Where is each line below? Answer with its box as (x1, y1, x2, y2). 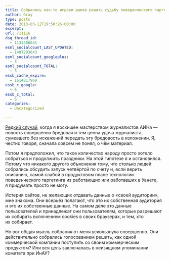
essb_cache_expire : (5, 73, 47, 78)
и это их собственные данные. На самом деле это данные (5, 203, 132, 208)
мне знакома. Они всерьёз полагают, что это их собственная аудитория (5, 197, 162, 203)
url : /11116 (5, 31, 30, 36)
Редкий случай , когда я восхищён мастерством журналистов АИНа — (5, 124, 158, 130)
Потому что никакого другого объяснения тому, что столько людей (5, 161, 152, 167)
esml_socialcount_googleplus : (5, 54, 69, 60)
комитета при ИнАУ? (5, 250, 50, 256)
